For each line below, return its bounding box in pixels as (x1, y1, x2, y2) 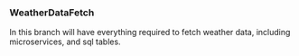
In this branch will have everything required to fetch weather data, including (9, 27, 291, 38)
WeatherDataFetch (9, 6, 95, 19)
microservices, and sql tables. (9, 36, 121, 47)
